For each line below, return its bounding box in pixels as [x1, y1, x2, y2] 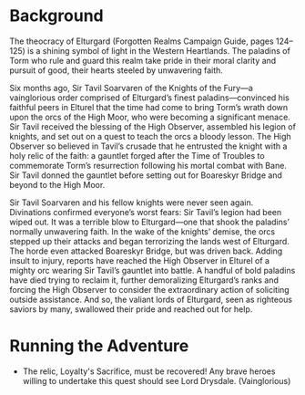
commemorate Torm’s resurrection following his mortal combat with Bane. [9, 160, 287, 171]
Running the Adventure [9, 336, 189, 357]
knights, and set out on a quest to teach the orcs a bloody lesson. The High [9, 130, 291, 141]
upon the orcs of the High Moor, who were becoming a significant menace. [9, 111, 291, 122]
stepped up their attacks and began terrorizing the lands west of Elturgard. [9, 235, 290, 246]
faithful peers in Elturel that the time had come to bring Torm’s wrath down [9, 101, 289, 112]
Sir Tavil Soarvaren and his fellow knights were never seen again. [9, 197, 254, 208]
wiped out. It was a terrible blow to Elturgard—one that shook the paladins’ [9, 216, 290, 227]
